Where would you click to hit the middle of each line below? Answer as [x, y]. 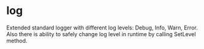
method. [17, 40]
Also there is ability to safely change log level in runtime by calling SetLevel [101, 34]
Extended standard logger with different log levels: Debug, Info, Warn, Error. [102, 28]
